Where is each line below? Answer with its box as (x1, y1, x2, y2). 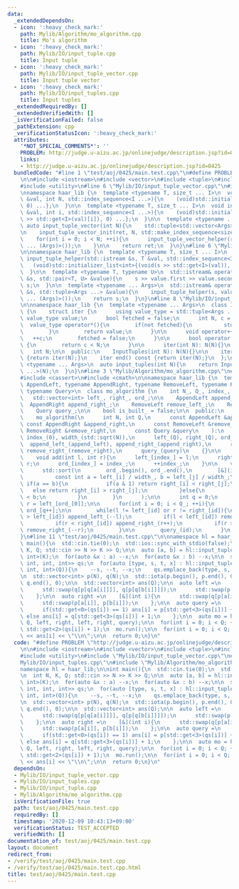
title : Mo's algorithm (20, 37, 87, 44)
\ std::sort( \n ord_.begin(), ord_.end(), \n (20, 467, 193, 474)
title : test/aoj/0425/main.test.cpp (7, 870, 116, 878)
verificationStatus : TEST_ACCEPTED (14, 824, 119, 831)
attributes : (14, 136, 50, 143)
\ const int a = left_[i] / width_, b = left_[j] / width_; (20, 474, 231, 481)
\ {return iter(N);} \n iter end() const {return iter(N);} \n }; (20, 354, 228, 362)
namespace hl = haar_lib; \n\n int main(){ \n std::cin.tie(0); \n (20, 666, 215, 673)
